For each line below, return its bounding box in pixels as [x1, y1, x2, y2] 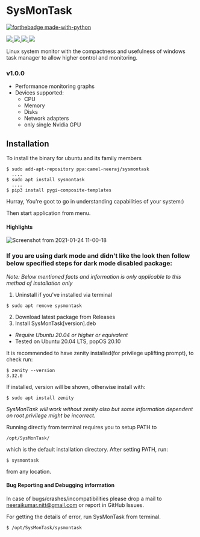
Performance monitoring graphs [14, 82, 95, 90]
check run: [6, 356, 33, 363]
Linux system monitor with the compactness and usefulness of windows [6, 48, 186, 55]
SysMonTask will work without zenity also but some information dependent [6, 405, 193, 412]
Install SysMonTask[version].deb [14, 320, 96, 327]
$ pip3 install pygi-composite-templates [6, 187, 112, 193]
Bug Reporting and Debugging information [6, 482, 115, 489]
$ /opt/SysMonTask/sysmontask [6, 524, 83, 530]
